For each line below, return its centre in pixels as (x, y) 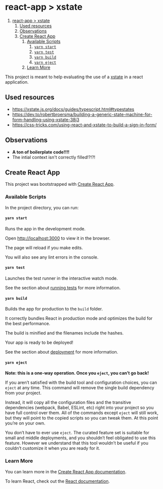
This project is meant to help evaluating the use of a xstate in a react (74, 77)
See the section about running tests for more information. (63, 288)
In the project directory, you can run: (42, 207)
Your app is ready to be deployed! (39, 343)
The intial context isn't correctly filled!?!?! (54, 157)
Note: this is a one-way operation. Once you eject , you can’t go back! (77, 373)
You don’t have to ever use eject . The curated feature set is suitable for (77, 433)
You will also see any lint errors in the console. (52, 257)
